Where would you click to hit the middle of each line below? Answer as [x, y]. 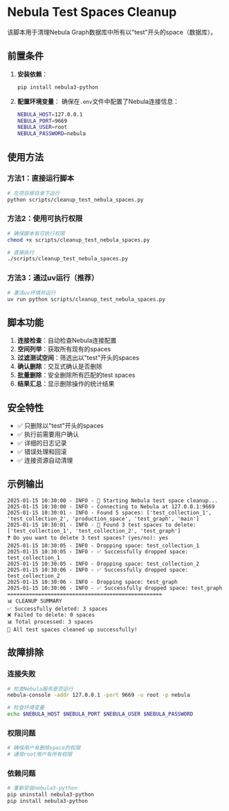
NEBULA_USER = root [42, 127]
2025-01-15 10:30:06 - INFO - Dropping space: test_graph [92, 582]
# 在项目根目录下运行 [34, 193]
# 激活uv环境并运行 [31, 293]
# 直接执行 [21, 252]
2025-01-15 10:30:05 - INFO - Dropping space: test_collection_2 [103, 564]
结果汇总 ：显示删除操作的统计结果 [66, 384]
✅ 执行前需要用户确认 [48, 434]
